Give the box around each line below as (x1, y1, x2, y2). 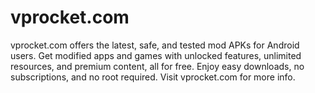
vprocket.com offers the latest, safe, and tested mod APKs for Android (10, 39, 300, 51)
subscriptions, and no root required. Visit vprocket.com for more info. (10, 71, 296, 83)
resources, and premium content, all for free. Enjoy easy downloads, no (10, 60, 305, 72)
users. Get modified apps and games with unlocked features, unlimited (10, 49, 302, 61)
